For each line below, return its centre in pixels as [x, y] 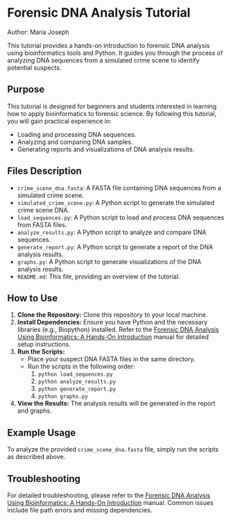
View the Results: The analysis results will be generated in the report [116, 404]
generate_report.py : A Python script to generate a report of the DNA [115, 247]
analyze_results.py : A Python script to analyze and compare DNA [112, 232]
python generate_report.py [77, 389]
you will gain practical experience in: [60, 121]
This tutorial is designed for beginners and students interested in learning [112, 106]
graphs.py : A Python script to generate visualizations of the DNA [109, 261]
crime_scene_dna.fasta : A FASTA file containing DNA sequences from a [119, 188]
